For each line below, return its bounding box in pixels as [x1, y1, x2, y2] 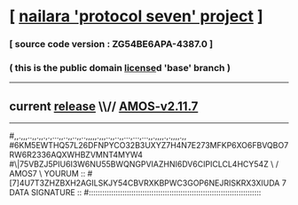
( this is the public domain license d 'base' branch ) [9, 62, 231, 75]
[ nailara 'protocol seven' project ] [9, 6, 263, 27]
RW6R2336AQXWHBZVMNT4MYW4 [9, 149, 144, 161]
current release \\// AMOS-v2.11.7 [9, 99, 199, 114]
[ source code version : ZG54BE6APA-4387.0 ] [9, 38, 214, 51]
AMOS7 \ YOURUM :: [9, 169, 86, 179]
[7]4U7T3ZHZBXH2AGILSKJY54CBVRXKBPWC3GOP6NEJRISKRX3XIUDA [9, 177, 280, 188]
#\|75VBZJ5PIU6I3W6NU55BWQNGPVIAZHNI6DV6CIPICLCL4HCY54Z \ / [9, 159, 279, 170]
